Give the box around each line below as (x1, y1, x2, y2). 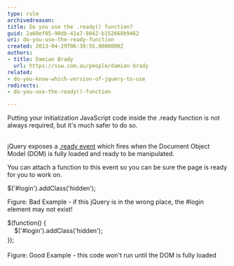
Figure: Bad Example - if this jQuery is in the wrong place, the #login (7, 197, 205, 206)
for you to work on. (7, 171, 62, 179)
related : (7, 69, 33, 76)
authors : (7, 50, 33, 57)
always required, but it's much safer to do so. (7, 121, 138, 129)
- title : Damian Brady (7, 56, 74, 63)
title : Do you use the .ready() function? (7, 23, 133, 30)
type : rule (7, 10, 39, 17)
